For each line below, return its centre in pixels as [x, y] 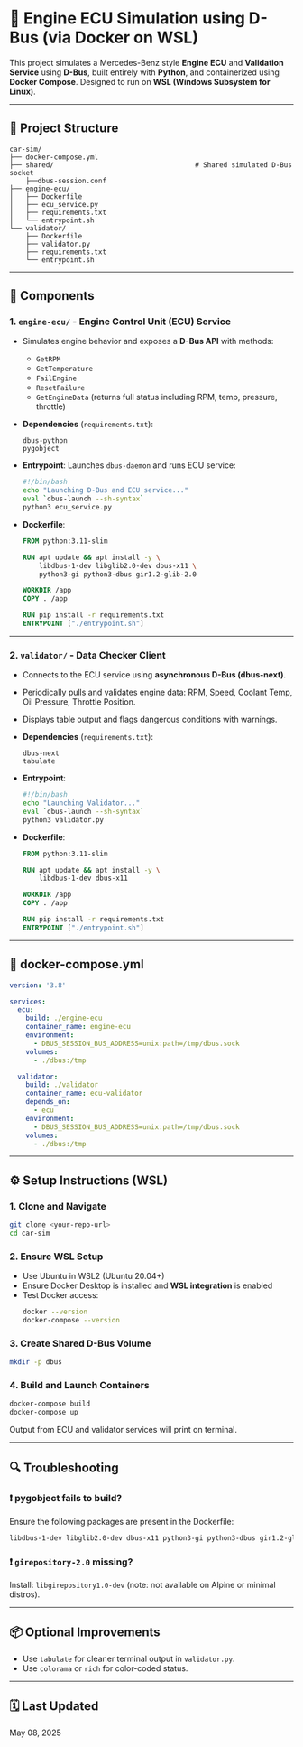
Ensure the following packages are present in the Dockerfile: [122, 1521]
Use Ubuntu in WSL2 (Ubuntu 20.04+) [93, 1276]
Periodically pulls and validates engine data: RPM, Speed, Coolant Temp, [157, 692]
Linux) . [23, 91]
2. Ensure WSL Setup [56, 1257]
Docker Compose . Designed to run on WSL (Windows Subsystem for [140, 81]
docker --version [55, 1312]
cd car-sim [30, 1233]
